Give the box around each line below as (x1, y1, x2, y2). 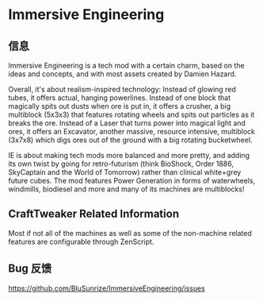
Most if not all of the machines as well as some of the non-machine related (8, 228, 252, 237)
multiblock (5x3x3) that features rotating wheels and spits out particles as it (8, 110, 255, 119)
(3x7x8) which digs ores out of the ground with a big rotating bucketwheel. (8, 135, 253, 145)
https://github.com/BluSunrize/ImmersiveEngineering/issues (8, 284, 206, 293)
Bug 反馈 (8, 262, 52, 276)
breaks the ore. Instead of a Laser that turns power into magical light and (8, 118, 246, 128)
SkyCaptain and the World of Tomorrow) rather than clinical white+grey (8, 168, 242, 176)
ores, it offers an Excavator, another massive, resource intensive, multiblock (8, 127, 256, 136)
